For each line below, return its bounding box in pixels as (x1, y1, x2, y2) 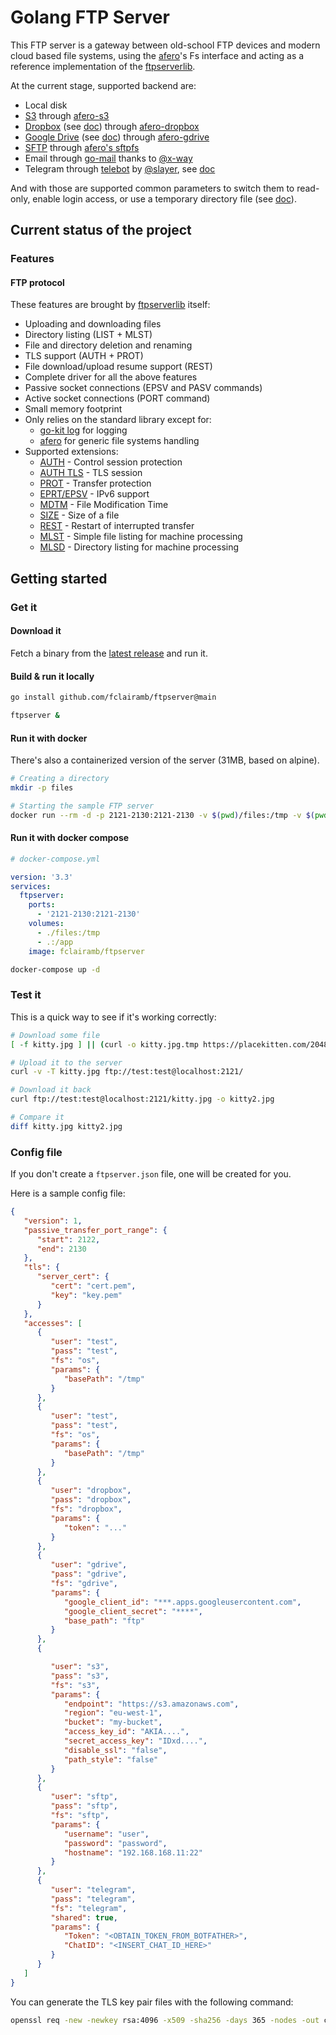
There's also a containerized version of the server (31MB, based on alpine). (10, 754, 320, 766)
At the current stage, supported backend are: (10, 79, 197, 91)
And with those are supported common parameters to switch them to (10, 182, 295, 194)
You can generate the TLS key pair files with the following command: (10, 1996, 294, 2008)
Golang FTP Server (10, 6, 170, 29)
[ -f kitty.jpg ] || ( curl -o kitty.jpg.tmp (10, 1039, 199, 1050)
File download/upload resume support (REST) (24, 361, 213, 373)
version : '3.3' (10, 872, 74, 882)
